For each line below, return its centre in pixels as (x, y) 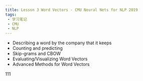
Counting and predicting (37, 48)
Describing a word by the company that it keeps (62, 43)
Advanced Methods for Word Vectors (51, 64)
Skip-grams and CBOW (37, 54)
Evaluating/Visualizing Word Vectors (50, 59)
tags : (11, 15)
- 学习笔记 (17, 19)
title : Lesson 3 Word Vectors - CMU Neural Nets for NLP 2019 (71, 10)
